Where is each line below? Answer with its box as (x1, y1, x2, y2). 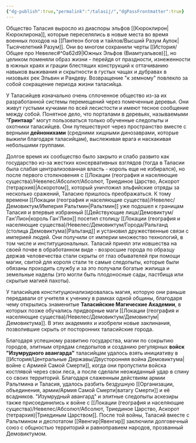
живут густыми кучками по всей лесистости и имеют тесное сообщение (6, 104, 189, 111)
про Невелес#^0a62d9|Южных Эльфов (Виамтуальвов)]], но (24, 49, 177, 56)
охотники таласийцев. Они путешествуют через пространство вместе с (6, 123, 187, 130)
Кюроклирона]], (6, 30, 47, 38)
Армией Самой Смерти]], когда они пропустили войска (26, 362, 167, 369)
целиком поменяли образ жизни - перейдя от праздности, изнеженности (6, 56, 191, 63)
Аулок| (162, 37, 180, 44)
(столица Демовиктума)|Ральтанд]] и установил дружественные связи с (6, 227, 189, 234)
